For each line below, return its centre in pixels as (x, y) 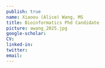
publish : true (24, 12)
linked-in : (20, 45)
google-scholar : (26, 34)
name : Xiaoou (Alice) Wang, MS (45, 17)
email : (14, 56)
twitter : (17, 50)
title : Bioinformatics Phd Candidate (53, 22)
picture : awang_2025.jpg (37, 28)
